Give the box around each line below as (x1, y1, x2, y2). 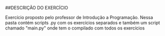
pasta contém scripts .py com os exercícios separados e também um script (5, 20, 160, 25)
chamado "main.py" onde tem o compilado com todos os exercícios (5, 25, 145, 31)
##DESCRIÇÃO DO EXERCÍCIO (5, 5, 68, 10)
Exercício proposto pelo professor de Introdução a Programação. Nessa (5, 14, 153, 20)
